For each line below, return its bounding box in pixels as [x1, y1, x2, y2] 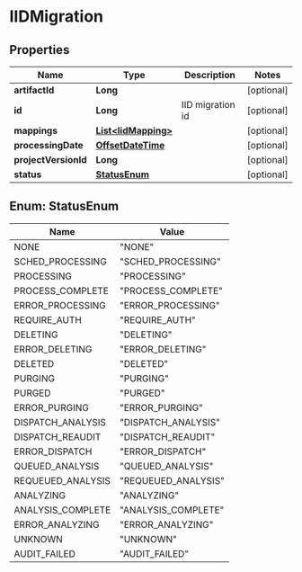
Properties [9, 42, 70, 58]
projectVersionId [13, 154, 87, 165]
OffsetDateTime [95, 139, 165, 151]
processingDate [13, 139, 84, 151]
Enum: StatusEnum [9, 199, 120, 214]
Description [183, 69, 235, 81]
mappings [13, 124, 58, 137]
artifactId [13, 84, 55, 96]
